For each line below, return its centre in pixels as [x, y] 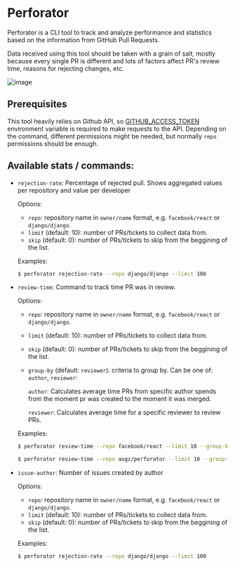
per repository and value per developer [74, 190]
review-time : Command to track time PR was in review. [96, 287]
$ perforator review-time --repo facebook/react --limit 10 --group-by [124, 447]
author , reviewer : [53, 378]
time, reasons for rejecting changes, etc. [66, 68]
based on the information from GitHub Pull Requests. [83, 39]
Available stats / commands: [71, 166]
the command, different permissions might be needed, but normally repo [112, 136]
